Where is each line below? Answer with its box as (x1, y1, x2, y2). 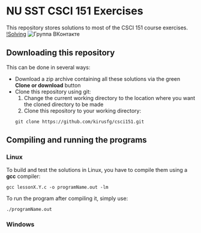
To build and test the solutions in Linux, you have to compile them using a (6, 167, 188, 174)
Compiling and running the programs (6, 135, 147, 145)
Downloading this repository (6, 48, 115, 58)
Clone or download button (14, 81, 81, 89)
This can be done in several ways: (6, 63, 91, 71)
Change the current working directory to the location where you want (23, 94, 196, 101)
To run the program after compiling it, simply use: (6, 195, 128, 202)
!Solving (6, 30, 26, 37)
